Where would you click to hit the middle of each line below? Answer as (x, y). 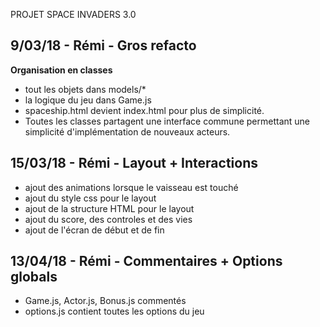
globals (34, 277)
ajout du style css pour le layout (90, 198)
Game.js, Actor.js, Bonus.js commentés (105, 301)
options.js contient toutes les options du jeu (114, 311)
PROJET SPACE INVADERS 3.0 (73, 14)
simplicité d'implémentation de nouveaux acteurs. (127, 131)
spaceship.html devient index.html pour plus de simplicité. (144, 110)
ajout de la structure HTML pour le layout (109, 208)
